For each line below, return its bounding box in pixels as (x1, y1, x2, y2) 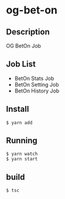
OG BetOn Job (6, 42, 41, 49)
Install (6, 104, 29, 114)
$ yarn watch (6, 151, 38, 157)
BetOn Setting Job (14, 81, 60, 88)
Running (6, 136, 38, 146)
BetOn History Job (14, 87, 60, 94)
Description (6, 27, 50, 37)
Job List (6, 59, 36, 69)
